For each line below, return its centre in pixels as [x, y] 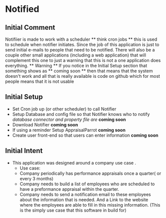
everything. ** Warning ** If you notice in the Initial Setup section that [76, 66]
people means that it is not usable [40, 81]
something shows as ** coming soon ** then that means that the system [79, 71]
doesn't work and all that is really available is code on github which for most [83, 76]
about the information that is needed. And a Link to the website [84, 200]
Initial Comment [30, 27]
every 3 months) [36, 178]
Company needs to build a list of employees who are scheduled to [87, 184]
